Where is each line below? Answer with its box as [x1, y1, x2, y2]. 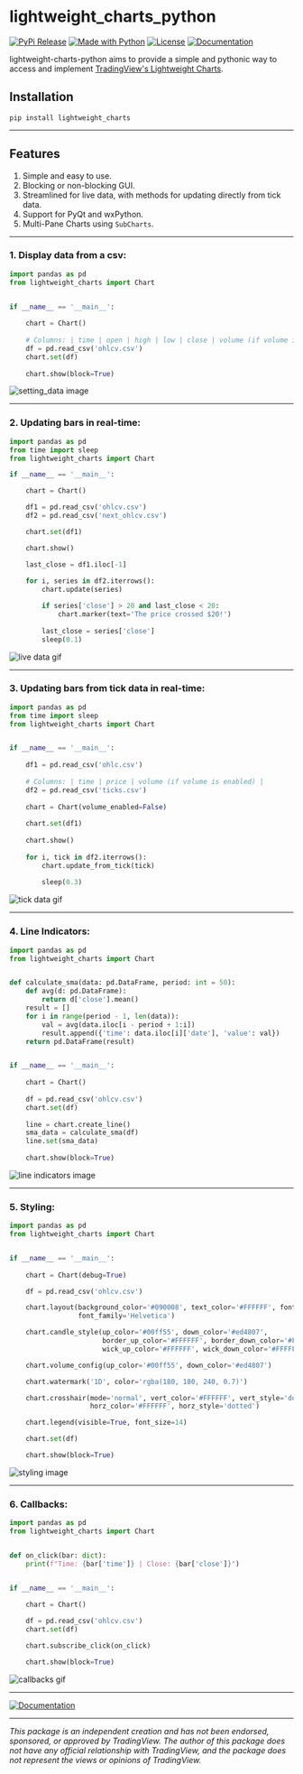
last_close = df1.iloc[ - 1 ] [25, 559, 127, 569]
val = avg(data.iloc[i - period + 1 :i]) [41, 1020, 196, 1030]
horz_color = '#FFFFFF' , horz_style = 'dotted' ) [89, 1401, 260, 1411]
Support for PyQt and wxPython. [22, 208, 144, 219]
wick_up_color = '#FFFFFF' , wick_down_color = [102, 1344, 269, 1354]
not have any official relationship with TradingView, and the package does [9, 1744, 287, 1756]
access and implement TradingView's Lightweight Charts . [9, 63, 224, 74]
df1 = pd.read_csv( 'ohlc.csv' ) [25, 761, 143, 770]
